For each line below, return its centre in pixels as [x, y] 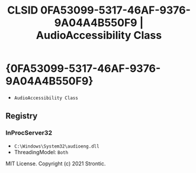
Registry [22, 116]
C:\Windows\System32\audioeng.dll [57, 146]
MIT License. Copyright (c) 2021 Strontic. [56, 164]
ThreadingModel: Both [41, 152]
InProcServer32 [29, 133]
